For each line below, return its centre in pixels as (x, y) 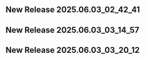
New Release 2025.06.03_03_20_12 (73, 50)
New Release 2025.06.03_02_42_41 (73, 10)
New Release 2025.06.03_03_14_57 (72, 30)
